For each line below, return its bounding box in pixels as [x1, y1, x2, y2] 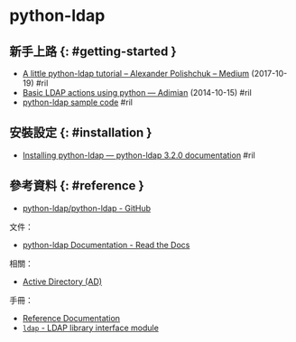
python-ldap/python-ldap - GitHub [22, 202, 152, 213]
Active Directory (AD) [22, 276, 102, 287]
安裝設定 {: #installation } [9, 125, 153, 141]
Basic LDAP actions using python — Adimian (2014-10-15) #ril [22, 88, 253, 97]
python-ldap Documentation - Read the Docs [22, 239, 190, 250]
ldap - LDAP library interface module [22, 322, 160, 333]
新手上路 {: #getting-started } [9, 43, 177, 59]
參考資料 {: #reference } [9, 178, 144, 194]
